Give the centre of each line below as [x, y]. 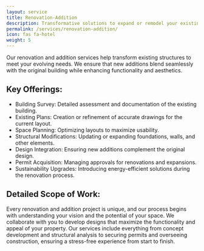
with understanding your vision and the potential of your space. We [90, 215]
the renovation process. [45, 175]
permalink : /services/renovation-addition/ [62, 29]
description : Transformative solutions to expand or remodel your [92, 23]
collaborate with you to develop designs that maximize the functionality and [101, 222]
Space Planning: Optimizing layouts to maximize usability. [87, 130]
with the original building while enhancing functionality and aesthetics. [94, 70]
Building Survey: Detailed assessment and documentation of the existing [106, 104]
